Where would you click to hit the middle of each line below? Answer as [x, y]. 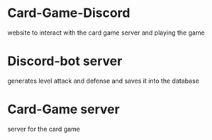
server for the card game [44, 129]
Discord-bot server [65, 61]
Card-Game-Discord [69, 13]
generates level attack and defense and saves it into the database [104, 81]
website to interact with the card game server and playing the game [106, 33]
